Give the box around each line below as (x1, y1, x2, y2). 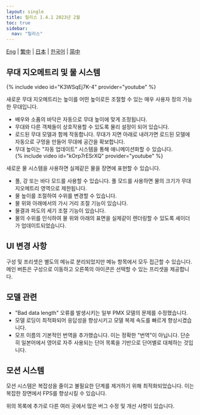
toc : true (6, 20, 31, 26)
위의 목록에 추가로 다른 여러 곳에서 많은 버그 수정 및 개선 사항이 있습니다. (6, 402, 175, 410)
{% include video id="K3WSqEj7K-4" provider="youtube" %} (6, 83, 156, 90)
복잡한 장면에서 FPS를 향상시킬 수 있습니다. (6, 390, 107, 397)
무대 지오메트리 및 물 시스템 (6, 67, 100, 78)
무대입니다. (12, 103, 39, 110)
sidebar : (6, 25, 28, 32)
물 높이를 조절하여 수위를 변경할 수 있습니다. (14, 192, 118, 199)
